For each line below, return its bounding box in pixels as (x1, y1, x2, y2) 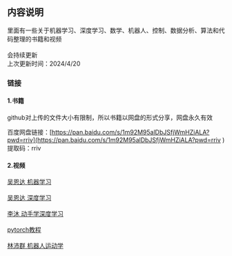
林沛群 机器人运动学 (7, 242, 64, 250)
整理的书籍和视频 (12, 35, 62, 43)
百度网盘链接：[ (7, 128, 52, 136)
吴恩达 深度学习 (7, 194, 52, 202)
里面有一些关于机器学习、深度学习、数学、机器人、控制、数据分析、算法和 (7, 26, 219, 35)
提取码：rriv (7, 144, 41, 152)
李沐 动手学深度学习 (7, 210, 64, 218)
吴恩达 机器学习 (7, 178, 52, 186)
